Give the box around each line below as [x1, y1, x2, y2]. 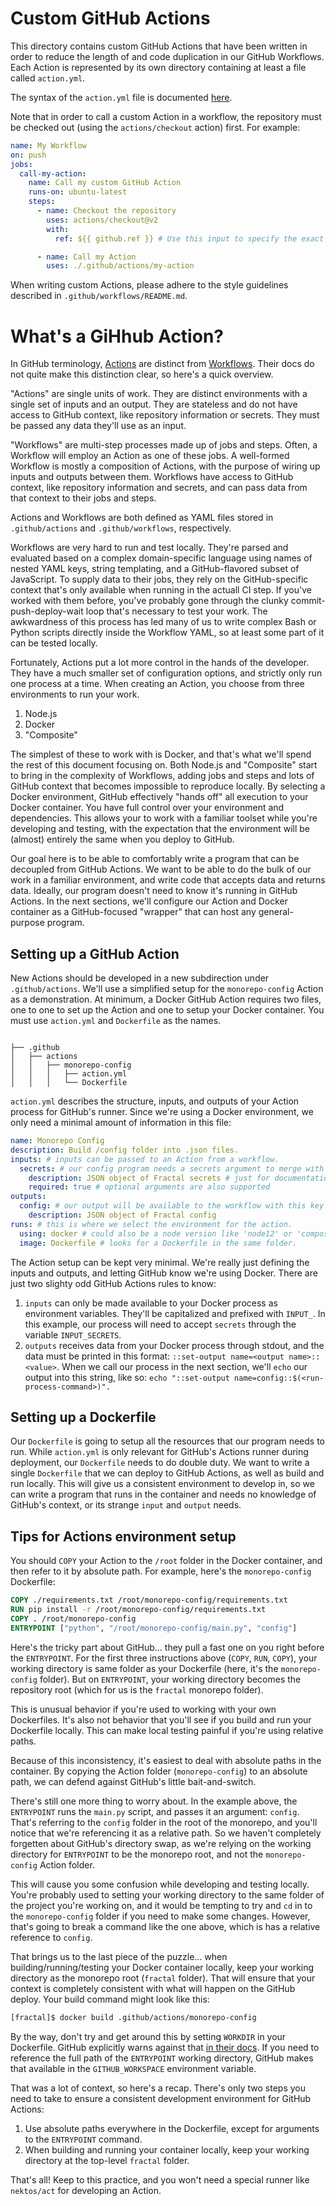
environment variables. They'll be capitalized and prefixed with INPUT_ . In [24, 1307, 326, 1319]
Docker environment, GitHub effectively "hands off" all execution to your [10, 791, 309, 803]
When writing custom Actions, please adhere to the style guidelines [10, 279, 289, 291]
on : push [10, 150, 47, 160]
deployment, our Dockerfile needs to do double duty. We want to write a [10, 1457, 310, 1469]
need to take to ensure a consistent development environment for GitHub [10, 2092, 312, 2104]
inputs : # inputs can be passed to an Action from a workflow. [10, 1154, 280, 1164]
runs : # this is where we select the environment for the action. [10, 1219, 293, 1229]
